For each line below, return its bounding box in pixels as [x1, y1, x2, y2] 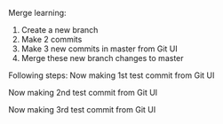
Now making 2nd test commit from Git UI [8, 88, 158, 97]
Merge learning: [8, 8, 68, 18]
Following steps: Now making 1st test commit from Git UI [8, 70, 215, 81]
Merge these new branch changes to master [20, 53, 184, 63]
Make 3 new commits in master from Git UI [20, 43, 179, 54]
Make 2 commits [20, 35, 83, 44]
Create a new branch [20, 25, 99, 35]
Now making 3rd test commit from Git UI [8, 105, 156, 114]
